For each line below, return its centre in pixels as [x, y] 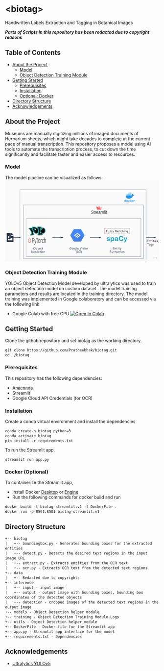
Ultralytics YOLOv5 [31, 663]
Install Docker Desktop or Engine [45, 492]
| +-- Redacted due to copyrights [42, 578]
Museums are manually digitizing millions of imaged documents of [72, 133]
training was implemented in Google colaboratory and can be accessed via [81, 299]
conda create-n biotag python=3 [38, 431]
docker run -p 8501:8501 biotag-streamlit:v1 [52, 512]
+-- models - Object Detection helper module [52, 612]
